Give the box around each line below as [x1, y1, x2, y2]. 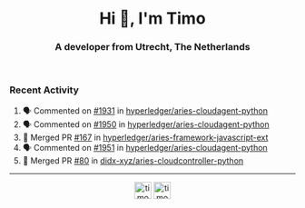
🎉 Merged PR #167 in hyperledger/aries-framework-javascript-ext [22, 132, 269, 143]
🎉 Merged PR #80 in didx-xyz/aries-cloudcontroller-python [22, 154, 244, 166]
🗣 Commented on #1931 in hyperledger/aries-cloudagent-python [22, 104, 268, 116]
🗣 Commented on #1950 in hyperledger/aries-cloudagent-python [22, 118, 270, 130]
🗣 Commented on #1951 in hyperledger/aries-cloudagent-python [22, 142, 268, 153]
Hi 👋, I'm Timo [99, 8, 206, 29]
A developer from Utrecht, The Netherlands [54, 41, 251, 54]
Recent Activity [9, 84, 80, 96]
